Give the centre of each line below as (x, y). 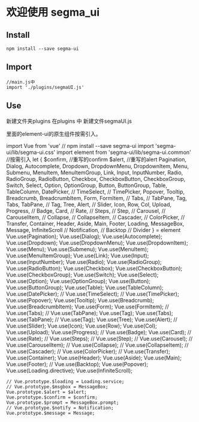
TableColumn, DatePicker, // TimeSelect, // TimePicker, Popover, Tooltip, (95, 191)
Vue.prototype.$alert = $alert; (46, 392)
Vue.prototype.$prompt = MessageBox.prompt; (63, 402)
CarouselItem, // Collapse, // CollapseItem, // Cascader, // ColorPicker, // (95, 217)
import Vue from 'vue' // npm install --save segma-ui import (80, 145)
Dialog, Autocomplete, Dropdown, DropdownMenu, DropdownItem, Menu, (97, 166)
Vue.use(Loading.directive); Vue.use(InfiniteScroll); (70, 370)
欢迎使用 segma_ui (53, 12)
